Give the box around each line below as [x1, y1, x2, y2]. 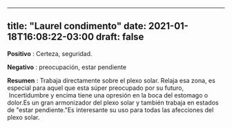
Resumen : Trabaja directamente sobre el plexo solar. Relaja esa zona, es [7, 76, 215, 84]
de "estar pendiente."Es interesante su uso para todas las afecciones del [7, 105, 214, 114]
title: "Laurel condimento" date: [7, 20, 147, 32]
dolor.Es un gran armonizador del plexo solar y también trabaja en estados [7, 98, 219, 107]
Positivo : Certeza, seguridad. [7, 49, 93, 57]
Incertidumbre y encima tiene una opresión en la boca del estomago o [8, 91, 209, 99]
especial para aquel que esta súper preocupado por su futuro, [7, 84, 184, 92]
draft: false [95, 31, 144, 43]
